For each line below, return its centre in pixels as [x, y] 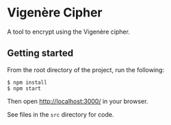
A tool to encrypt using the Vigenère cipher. [68, 32]
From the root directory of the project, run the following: [86, 69]
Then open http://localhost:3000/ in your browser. [78, 101]
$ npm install [27, 82]
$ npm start [24, 88]
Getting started [40, 53]
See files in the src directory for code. [61, 114]
